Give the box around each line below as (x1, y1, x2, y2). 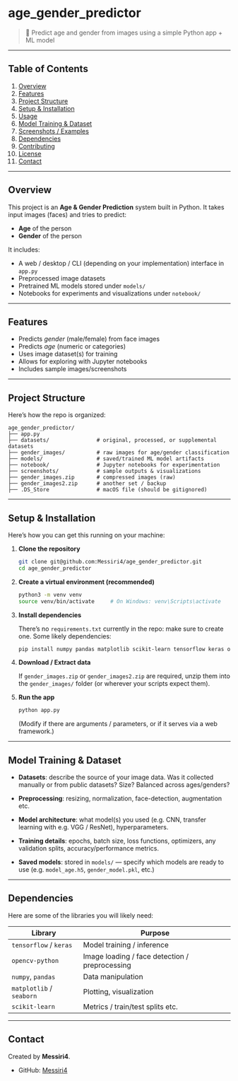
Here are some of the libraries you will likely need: (8, 911, 154, 920)
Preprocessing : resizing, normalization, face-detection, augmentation (18, 794, 222, 803)
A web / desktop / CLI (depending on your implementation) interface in (18, 259, 225, 267)
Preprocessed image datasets (18, 274, 106, 282)
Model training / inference (83, 940, 169, 949)
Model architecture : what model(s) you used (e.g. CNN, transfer (18, 815, 207, 824)
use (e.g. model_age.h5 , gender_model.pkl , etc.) (18, 865, 155, 874)
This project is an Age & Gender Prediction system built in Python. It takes (8, 203, 225, 211)
